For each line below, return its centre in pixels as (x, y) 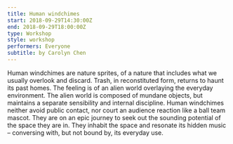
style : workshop (31, 40)
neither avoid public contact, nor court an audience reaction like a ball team (116, 110)
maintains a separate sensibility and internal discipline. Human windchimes (116, 103)
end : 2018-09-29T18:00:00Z (47, 27)
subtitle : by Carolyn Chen (47, 53)
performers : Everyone (39, 46)
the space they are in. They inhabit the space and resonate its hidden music (117, 125)
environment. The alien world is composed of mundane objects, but (105, 95)
